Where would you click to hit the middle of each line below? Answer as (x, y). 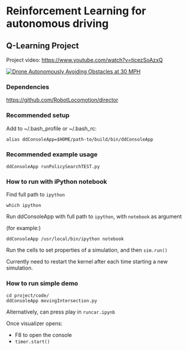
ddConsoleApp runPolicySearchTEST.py (53, 166)
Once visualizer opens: (34, 324)
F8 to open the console (43, 335)
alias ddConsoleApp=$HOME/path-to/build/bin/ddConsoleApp (80, 139)
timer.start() (32, 342)
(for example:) (24, 228)
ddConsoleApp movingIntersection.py (52, 301)
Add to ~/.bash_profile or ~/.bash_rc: (52, 128)
